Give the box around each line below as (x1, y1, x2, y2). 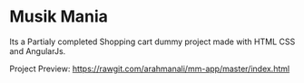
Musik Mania (9, 6, 109, 27)
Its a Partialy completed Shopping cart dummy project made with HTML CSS (9, 36, 296, 47)
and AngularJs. (9, 45, 66, 56)
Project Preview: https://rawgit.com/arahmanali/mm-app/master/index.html (9, 63, 290, 74)
